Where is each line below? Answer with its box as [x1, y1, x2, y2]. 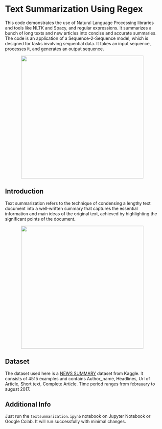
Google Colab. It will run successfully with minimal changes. [5, 419, 126, 425]
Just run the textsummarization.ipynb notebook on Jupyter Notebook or [5, 413, 151, 419]
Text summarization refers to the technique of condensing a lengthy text [5, 200, 151, 206]
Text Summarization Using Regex [5, 3, 143, 15]
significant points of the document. [5, 216, 76, 222]
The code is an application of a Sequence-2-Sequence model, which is [5, 35, 148, 41]
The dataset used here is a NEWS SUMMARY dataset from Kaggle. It [5, 370, 143, 376]
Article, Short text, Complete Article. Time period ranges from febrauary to [5, 381, 155, 387]
